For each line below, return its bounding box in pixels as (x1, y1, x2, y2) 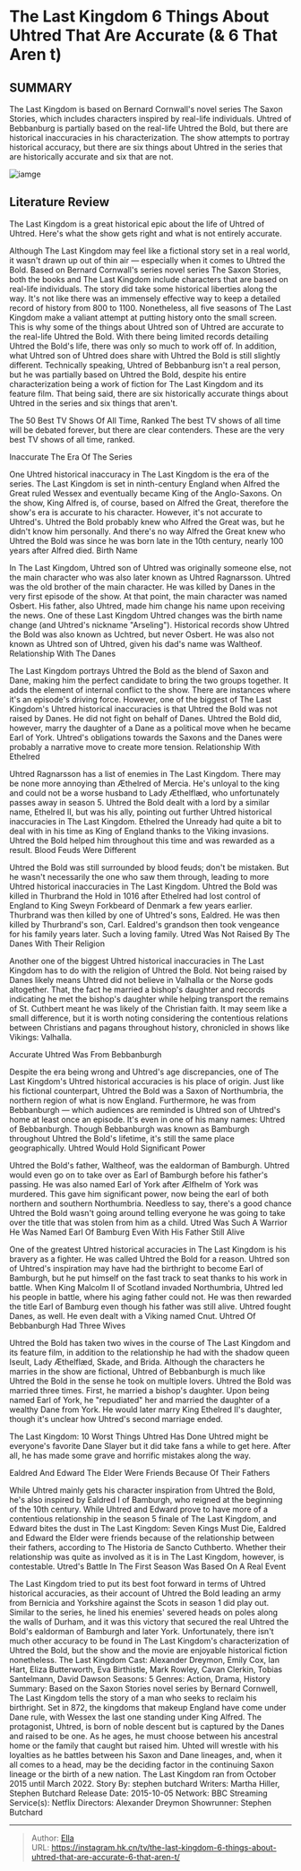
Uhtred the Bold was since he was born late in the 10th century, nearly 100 (9, 535, 284, 546)
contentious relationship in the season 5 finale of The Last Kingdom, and (9, 1513, 278, 1524)
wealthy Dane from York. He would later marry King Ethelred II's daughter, (9, 1404, 282, 1415)
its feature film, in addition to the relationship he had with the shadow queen (9, 1347, 289, 1358)
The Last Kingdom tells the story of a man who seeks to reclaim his (9, 1692, 257, 1703)
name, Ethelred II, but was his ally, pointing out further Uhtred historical (9, 806, 272, 817)
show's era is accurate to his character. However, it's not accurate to (9, 506, 262, 517)
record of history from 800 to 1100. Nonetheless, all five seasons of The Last (9, 302, 292, 313)
